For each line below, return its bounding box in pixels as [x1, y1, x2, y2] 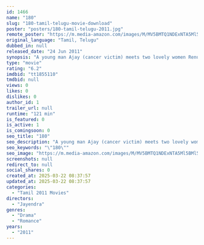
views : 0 [6, 83, 29, 89]
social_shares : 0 [6, 167, 50, 173]
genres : [6, 207, 26, 213]
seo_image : [6, 150, 34, 156]
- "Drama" [12, 212, 36, 219]
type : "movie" [6, 60, 42, 66]
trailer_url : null [6, 105, 53, 111]
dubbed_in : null [6, 43, 47, 49]
